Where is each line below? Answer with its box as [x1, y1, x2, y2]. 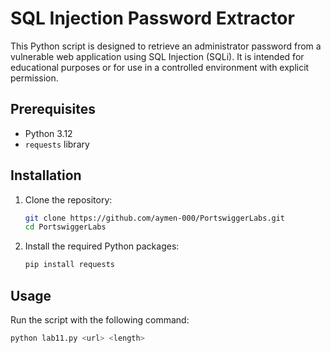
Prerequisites [10, 101, 96, 118]
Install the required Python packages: [24, 240, 180, 252]
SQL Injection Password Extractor [10, 7, 295, 30]
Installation [10, 167, 82, 184]
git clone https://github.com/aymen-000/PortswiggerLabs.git [24, 213, 286, 223]
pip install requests [24, 260, 115, 270]
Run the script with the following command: [10, 314, 190, 326]
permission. [10, 72, 59, 84]
